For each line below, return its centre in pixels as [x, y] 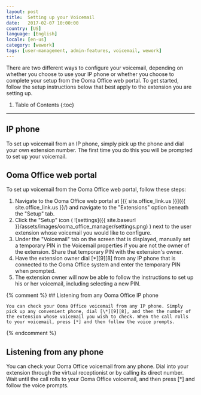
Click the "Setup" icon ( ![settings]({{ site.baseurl [75, 220]
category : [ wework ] [31, 45]
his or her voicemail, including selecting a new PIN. [78, 284]
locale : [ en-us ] [26, 39]
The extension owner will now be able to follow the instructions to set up [104, 277]
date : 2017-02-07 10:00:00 [42, 23]
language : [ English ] [32, 34]
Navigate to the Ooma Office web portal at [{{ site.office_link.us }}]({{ [100, 201]
